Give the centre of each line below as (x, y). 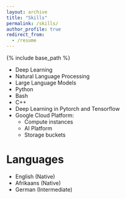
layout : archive (27, 12)
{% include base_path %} (38, 58)
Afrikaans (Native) (38, 183)
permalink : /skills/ (33, 23)
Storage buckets (45, 135)
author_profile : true (34, 29)
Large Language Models (46, 83)
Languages (35, 160)
